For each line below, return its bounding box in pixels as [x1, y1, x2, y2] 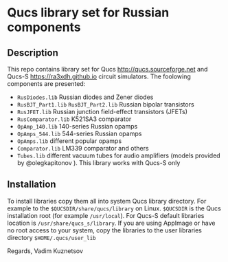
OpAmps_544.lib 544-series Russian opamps [16, 129, 142, 138]
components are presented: [7, 80, 86, 87]
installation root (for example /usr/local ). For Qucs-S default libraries [7, 211, 205, 219]
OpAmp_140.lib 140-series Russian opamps [16, 122, 138, 130]
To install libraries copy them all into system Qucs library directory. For [7, 197, 207, 205]
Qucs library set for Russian [7, 5, 170, 21]
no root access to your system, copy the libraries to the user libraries [7, 226, 203, 234]
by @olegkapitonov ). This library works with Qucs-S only [16, 159, 181, 166]
